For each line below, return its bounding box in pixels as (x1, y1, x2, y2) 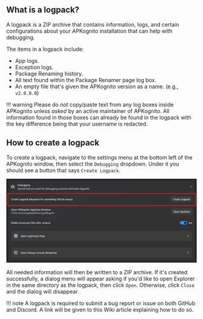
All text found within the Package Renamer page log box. (14, 76, 157, 83)
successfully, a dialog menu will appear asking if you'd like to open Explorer (6, 275, 195, 282)
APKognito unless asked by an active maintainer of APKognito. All (6, 107, 170, 114)
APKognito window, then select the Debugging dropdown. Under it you (6, 160, 179, 167)
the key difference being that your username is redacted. (6, 120, 148, 127)
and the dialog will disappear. (6, 288, 80, 295)
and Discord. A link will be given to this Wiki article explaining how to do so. (6, 306, 194, 313)
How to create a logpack (6, 138, 100, 148)
